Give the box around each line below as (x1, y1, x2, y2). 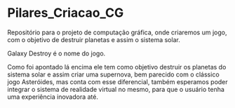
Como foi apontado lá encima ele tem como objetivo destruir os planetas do (7, 62, 227, 71)
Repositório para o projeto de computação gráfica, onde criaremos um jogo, (7, 28, 227, 36)
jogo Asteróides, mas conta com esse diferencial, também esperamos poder (7, 77, 228, 86)
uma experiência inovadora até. (7, 93, 98, 101)
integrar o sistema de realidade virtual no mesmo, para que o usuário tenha (7, 85, 224, 93)
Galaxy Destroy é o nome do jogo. (7, 49, 106, 58)
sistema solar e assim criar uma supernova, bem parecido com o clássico (7, 70, 220, 79)
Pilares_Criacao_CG (7, 5, 124, 21)
